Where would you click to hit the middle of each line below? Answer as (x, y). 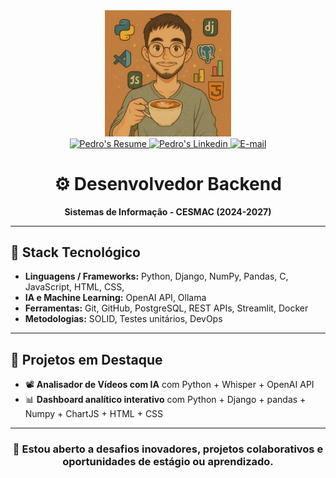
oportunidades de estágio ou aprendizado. (168, 462)
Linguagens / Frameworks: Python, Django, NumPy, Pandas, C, (156, 276)
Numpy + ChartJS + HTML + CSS (94, 414)
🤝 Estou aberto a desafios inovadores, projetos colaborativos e (168, 449)
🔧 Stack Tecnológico (75, 252)
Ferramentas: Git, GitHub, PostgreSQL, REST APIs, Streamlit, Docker (166, 308)
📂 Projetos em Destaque (86, 359)
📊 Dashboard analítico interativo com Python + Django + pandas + (165, 400)
